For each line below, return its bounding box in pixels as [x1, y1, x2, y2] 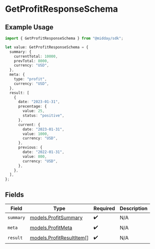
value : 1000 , [22, 131, 49, 136]
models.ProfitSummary [30, 214, 83, 221]
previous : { [18, 145, 43, 150]
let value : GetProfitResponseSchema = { [5, 45, 89, 50]
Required [93, 205, 115, 212]
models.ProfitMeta [30, 224, 72, 231]
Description [119, 205, 148, 212]
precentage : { [18, 104, 47, 109]
